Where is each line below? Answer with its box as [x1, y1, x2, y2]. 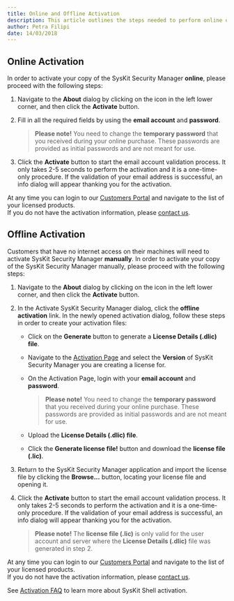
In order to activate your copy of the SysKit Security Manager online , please [7, 74, 226, 82]
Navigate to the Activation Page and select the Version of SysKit [27, 353, 214, 362]
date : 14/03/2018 [7, 29, 58, 37]
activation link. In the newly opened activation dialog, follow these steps [17, 311, 226, 320]
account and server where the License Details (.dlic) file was [34, 537, 211, 545]
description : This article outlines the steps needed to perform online [7, 17, 223, 24]
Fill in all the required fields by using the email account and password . [17, 116, 221, 124]
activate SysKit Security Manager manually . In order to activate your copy [7, 254, 221, 262]
